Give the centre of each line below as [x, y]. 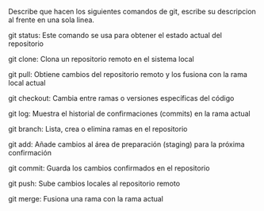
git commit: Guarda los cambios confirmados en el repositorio [109, 168]
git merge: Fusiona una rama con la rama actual [86, 199]
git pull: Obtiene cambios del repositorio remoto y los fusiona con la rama [128, 74]
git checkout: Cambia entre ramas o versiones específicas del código [121, 98]
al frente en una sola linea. [52, 20]
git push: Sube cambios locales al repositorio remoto [94, 183]
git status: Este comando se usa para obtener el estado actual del [115, 35]
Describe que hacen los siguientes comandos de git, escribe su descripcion [132, 12]
